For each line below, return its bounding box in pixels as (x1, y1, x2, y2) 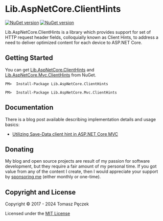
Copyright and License (5, 188, 76, 196)
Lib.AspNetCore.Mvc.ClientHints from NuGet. (5, 72, 96, 78)
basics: (5, 122, 20, 127)
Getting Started (5, 54, 53, 62)
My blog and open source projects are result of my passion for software (5, 158, 150, 164)
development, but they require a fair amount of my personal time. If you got (5, 163, 157, 170)
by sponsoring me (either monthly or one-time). (5, 174, 101, 180)
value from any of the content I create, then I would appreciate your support (5, 169, 158, 174)
